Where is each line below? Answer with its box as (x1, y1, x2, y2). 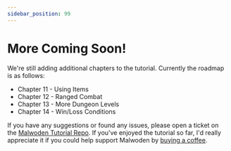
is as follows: (7, 71, 45, 79)
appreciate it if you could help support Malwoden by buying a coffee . (7, 136, 208, 144)
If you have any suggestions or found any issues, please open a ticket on (7, 121, 219, 129)
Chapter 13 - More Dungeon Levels (17, 100, 120, 108)
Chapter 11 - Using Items (17, 85, 89, 93)
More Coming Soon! (7, 40, 127, 56)
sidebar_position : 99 (7, 10, 71, 18)
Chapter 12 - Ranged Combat (17, 92, 103, 100)
